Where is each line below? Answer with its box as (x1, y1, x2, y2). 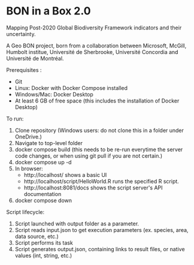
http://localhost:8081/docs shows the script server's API (23, 184, 163, 191)
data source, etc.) (14, 233, 59, 240)
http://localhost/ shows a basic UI (23, 171, 107, 178)
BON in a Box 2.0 (6, 4, 91, 18)
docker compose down (14, 197, 72, 204)
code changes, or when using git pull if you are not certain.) (14, 152, 163, 159)
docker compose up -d (14, 158, 72, 165)
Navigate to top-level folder (14, 139, 83, 146)
